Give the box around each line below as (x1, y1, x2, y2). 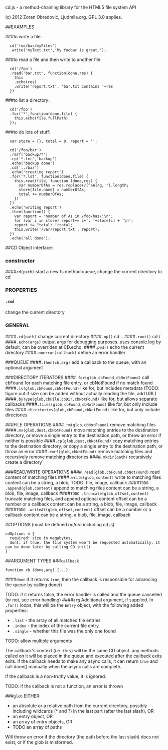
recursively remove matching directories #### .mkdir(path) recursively (5, 454, 152, 460)
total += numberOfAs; (18, 192, 64, 197)
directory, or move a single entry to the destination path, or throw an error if (5, 432, 161, 438)
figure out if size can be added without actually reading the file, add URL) (5, 390, 156, 396)
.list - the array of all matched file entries (12, 617, 101, 623)
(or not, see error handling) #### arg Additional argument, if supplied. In (5, 597, 154, 603)
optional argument (5, 364, 43, 370)
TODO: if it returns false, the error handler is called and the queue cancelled (5, 591, 162, 597)
